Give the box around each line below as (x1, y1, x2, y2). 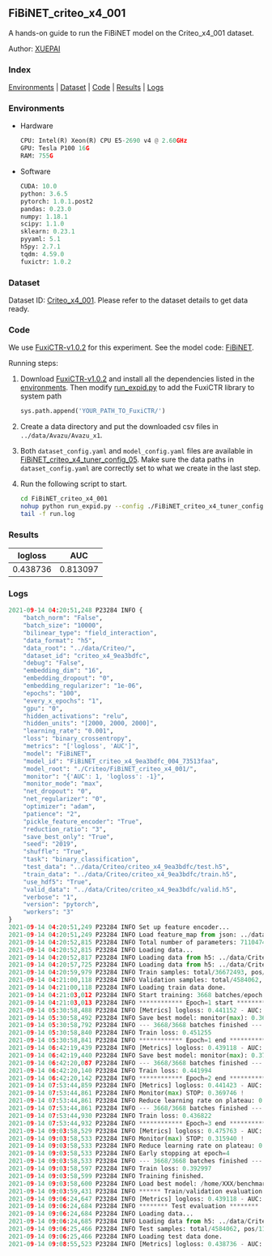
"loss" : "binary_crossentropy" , (23, 734, 132, 743)
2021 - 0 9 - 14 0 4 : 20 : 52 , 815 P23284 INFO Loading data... (8, 945, 194, 954)
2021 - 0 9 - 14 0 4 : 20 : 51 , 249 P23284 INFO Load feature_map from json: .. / (8, 931, 252, 939)
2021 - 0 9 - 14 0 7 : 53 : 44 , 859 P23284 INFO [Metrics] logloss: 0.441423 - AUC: (8, 1082, 263, 1090)
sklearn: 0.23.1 (19, 227, 75, 236)
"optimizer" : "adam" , (23, 802, 96, 811)
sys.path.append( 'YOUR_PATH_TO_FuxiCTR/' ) (19, 407, 166, 415)
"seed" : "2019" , (23, 840, 79, 849)
